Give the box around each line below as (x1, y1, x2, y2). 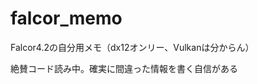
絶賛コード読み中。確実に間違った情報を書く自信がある (10, 62, 238, 74)
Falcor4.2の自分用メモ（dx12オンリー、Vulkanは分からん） (10, 41, 255, 53)
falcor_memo (10, 7, 123, 30)
